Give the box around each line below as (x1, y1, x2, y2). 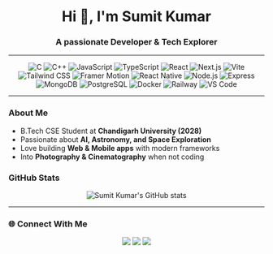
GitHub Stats (8, 172, 60, 183)
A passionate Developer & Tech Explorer (55, 37, 218, 48)
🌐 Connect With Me (8, 218, 88, 230)
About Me (8, 107, 49, 118)
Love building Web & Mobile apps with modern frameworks (19, 143, 220, 153)
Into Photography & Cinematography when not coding (19, 152, 205, 161)
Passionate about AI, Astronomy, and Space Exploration (19, 134, 211, 144)
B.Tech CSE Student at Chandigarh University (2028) (19, 126, 202, 136)
